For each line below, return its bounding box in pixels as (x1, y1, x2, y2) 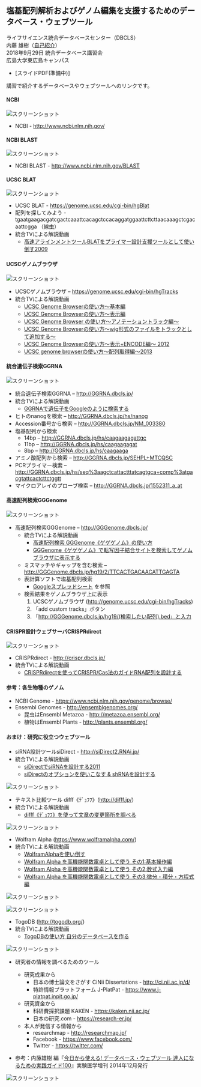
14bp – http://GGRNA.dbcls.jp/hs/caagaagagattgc (23, 434, 146, 441)
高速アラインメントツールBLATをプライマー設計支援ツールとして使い (23, 238, 195, 245)
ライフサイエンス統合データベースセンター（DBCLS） (6, 34, 139, 41)
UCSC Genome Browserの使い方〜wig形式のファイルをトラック (23, 325, 182, 332)
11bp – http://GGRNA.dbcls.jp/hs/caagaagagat (23, 440, 137, 447)
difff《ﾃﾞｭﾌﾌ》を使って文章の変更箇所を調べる (23, 811, 137, 818)
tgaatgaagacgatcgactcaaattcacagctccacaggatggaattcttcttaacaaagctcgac (14, 216, 196, 223)
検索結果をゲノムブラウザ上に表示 (23, 590, 108, 598)
